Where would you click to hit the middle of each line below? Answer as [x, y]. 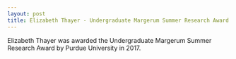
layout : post [26, 14]
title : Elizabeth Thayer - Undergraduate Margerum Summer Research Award [118, 20]
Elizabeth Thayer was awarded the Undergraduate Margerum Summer [110, 40]
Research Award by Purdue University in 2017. [74, 48]
